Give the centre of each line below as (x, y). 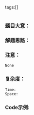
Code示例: (17, 107)
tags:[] (12, 7)
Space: (12, 94)
